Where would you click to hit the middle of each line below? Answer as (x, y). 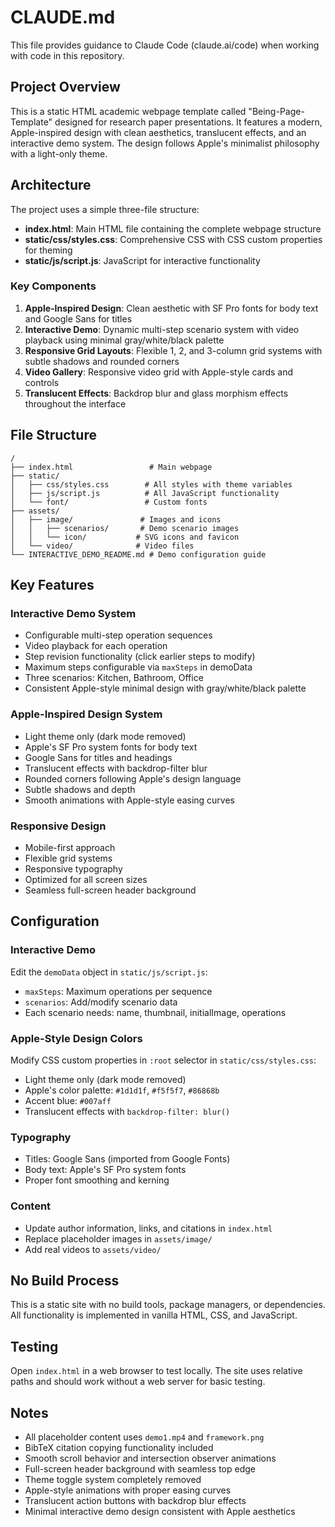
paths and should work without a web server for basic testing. (138, 1382)
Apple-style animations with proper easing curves (128, 1490)
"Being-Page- (276, 111)
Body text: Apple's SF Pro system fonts (105, 1170)
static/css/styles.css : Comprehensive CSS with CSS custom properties (173, 239)
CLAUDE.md (63, 17)
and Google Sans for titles (78, 318)
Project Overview (65, 87)
